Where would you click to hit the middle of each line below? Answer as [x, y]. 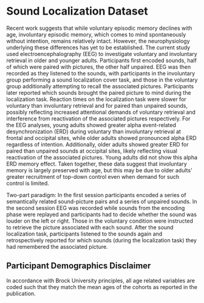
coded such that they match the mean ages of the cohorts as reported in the [102, 287]
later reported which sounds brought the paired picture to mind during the [99, 92]
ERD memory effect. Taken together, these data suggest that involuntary [97, 164]
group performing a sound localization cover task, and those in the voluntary [102, 80]
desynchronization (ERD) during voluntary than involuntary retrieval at [93, 131]
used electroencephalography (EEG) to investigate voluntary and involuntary [102, 54]
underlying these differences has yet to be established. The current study [98, 47]
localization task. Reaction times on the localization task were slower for [96, 99]
